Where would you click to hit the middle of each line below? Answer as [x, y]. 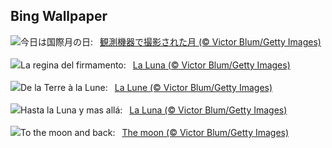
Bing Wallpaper [59, 16]
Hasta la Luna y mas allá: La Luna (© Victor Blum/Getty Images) [154, 110]
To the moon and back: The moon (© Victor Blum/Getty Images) [155, 132]
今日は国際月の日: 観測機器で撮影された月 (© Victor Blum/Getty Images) [171, 41]
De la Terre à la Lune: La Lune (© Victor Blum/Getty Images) [146, 87]
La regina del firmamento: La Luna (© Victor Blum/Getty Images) [155, 65]
